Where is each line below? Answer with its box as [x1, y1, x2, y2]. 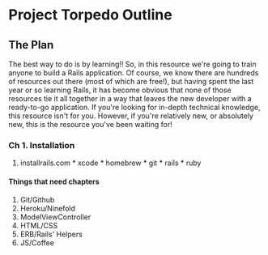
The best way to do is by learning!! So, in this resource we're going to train [8, 59, 257, 69]
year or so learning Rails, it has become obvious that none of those [8, 85, 232, 95]
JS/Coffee [19, 237, 55, 248]
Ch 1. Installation [8, 139, 75, 151]
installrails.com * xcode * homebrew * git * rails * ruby [19, 158, 202, 168]
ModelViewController [19, 212, 91, 222]
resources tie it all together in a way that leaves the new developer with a [8, 94, 253, 103]
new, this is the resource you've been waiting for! [8, 120, 172, 129]
